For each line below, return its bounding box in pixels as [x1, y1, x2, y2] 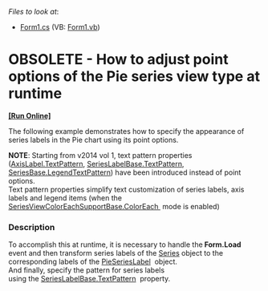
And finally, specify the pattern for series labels [8, 265, 165, 275]
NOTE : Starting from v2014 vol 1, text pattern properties [8, 150, 193, 160]
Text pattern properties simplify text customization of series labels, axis [8, 184, 245, 194]
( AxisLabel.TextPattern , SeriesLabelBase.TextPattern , [8, 159, 185, 168]
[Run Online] [8, 111, 51, 120]
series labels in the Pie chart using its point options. [8, 135, 179, 144]
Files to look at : [8, 7, 59, 16]
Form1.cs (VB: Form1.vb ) [19, 22, 100, 31]
